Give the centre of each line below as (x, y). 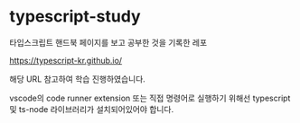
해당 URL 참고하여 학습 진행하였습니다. (78, 79)
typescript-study (75, 17)
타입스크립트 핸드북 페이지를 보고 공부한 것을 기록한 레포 (108, 42)
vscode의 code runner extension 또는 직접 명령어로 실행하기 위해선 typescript (150, 98)
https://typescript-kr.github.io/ (66, 60)
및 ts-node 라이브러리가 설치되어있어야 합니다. (92, 109)
